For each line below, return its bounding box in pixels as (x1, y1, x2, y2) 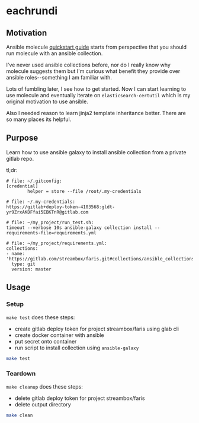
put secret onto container (14, 338, 77, 345)
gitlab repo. (6, 155, 34, 162)
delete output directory (14, 400, 71, 408)
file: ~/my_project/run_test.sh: (11, 220, 94, 225)
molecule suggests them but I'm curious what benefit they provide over (6, 68, 181, 75)
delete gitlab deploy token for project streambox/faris (14, 395, 145, 402)
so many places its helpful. (6, 116, 72, 123)
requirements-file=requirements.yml (6, 230, 97, 236)
